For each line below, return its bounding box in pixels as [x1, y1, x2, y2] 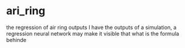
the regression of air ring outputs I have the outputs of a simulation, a [6, 24, 177, 31]
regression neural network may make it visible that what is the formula [6, 30, 180, 37]
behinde [6, 36, 27, 43]
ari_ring [6, 4, 46, 18]
